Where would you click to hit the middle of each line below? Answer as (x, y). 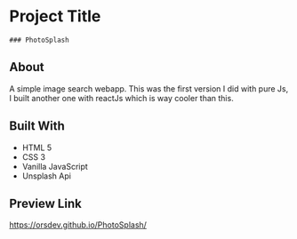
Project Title (55, 16)
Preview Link (45, 203)
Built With (37, 126)
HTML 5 (37, 147)
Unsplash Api (46, 176)
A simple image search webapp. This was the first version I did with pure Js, (149, 88)
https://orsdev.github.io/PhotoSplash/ (78, 225)
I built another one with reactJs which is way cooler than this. (121, 98)
